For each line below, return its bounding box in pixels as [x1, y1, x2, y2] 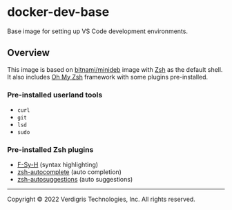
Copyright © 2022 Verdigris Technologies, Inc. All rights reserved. [7, 195, 195, 204]
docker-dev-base [7, 4, 110, 20]
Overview [7, 47, 50, 59]
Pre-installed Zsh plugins [7, 144, 94, 154]
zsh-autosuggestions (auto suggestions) [17, 175, 133, 184]
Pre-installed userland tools [7, 90, 103, 99]
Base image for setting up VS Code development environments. [7, 27, 188, 35]
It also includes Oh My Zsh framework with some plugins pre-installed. [7, 73, 209, 81]
